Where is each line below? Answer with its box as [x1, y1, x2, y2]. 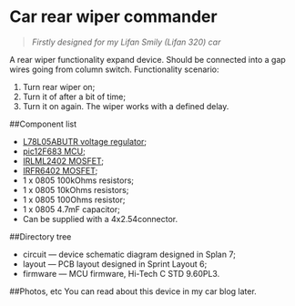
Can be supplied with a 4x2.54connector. [22, 213, 178, 224]
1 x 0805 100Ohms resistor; [22, 194, 126, 205]
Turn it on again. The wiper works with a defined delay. [22, 100, 229, 111]
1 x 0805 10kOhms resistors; [22, 184, 129, 195]
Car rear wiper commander [9, 6, 218, 27]
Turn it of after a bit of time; [22, 91, 126, 102]
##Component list [9, 118, 77, 129]
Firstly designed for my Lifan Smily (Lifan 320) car [31, 36, 221, 47]
